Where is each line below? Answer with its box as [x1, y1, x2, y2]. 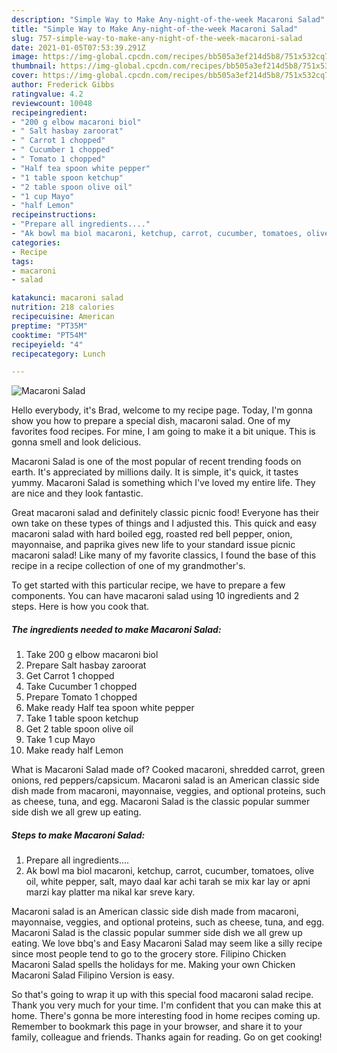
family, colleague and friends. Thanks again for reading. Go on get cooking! [11, 1031, 323, 1043]
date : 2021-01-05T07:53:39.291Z [11, 42, 146, 53]
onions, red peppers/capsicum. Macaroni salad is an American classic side [11, 774, 320, 786]
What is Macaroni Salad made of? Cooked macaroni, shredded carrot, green [11, 764, 326, 776]
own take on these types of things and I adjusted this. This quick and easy [11, 517, 318, 530]
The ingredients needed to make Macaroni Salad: [11, 623, 222, 635]
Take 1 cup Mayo [25, 734, 96, 746]
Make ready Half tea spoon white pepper [25, 702, 195, 714]
